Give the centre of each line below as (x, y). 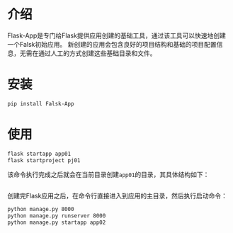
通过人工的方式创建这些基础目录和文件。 (97, 53)
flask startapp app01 (39, 154)
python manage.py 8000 (41, 210)
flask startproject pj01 (44, 160)
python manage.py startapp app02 (57, 223)
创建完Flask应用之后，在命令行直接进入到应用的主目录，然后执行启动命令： (118, 196)
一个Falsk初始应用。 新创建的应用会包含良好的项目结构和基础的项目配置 (112, 44)
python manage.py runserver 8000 (57, 216)
